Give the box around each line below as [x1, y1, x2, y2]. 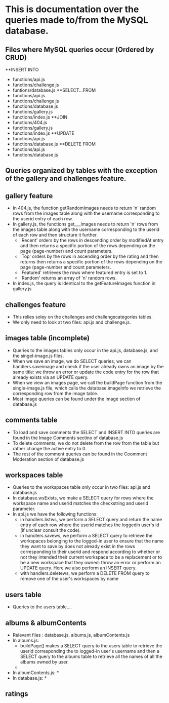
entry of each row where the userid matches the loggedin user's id [20, 522, 159, 528]
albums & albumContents [5, 618, 87, 627]
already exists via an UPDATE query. [12, 374, 89, 380]
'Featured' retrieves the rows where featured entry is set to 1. [20, 269, 148, 276]
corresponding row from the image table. [12, 390, 99, 396]
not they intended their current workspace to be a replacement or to [20, 554, 162, 560]
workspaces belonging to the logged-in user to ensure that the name [20, 538, 164, 544]
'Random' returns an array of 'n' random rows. [20, 275, 117, 281]
